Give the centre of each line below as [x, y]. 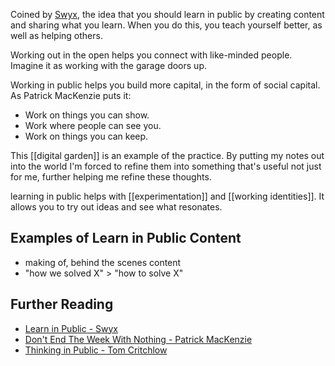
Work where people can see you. [93, 125]
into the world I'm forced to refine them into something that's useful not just [166, 166]
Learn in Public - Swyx [71, 328]
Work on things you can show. [87, 115]
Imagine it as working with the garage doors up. [108, 65]
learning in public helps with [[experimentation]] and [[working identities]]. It [167, 196]
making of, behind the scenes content [103, 262]
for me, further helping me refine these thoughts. [111, 177]
